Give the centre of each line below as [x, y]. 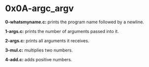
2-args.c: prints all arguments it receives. [47, 41]
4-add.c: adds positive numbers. [39, 59]
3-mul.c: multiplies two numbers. [39, 50]
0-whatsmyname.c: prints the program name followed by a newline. [74, 22]
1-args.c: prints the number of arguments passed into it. [62, 31]
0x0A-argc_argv [39, 8]
